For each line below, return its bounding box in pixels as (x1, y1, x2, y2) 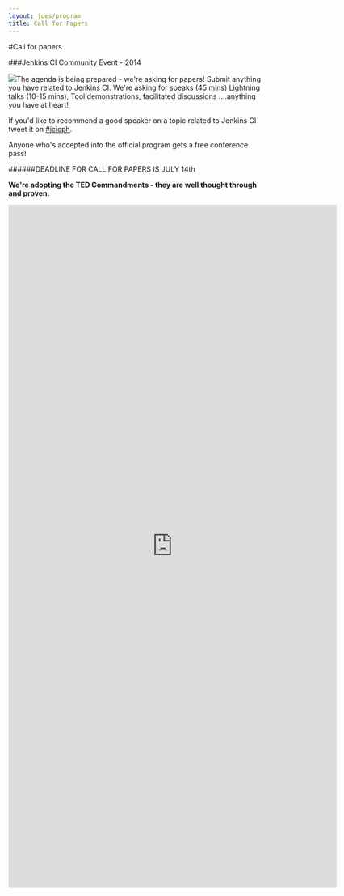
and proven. (8, 188, 50, 198)
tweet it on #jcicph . (8, 124, 73, 134)
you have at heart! (8, 100, 69, 109)
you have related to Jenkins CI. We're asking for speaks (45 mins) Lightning (8, 83, 261, 92)
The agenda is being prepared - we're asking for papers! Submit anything (16, 74, 261, 83)
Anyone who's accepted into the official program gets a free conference (8, 139, 249, 150)
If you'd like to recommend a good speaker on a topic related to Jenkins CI (8, 115, 257, 125)
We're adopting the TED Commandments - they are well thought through (8, 180, 257, 189)
